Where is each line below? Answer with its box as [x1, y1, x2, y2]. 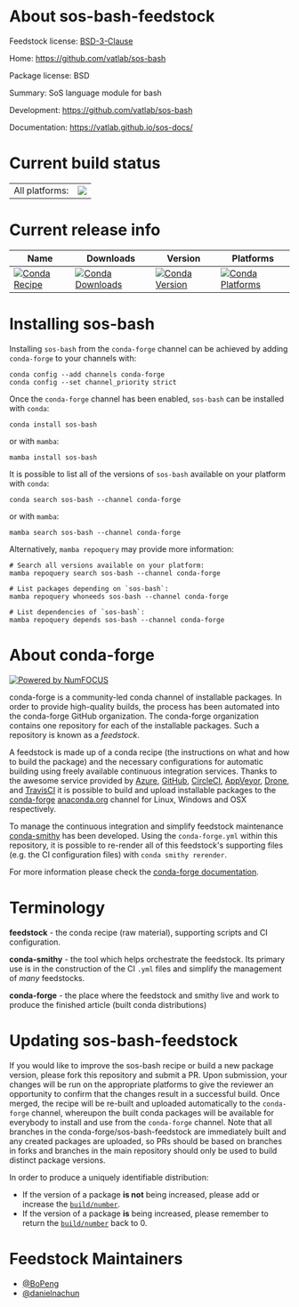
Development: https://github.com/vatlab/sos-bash [9, 104, 193, 115]
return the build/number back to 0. [21, 1217, 148, 1228]
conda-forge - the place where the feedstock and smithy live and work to [9, 990, 279, 1001]
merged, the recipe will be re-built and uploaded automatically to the [9, 1098, 261, 1108]
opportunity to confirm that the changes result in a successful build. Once [9, 1088, 280, 1099]
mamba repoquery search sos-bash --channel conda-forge [9, 568, 221, 578]
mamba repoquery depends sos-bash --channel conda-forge [9, 615, 225, 624]
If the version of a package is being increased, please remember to [21, 1208, 269, 1219]
